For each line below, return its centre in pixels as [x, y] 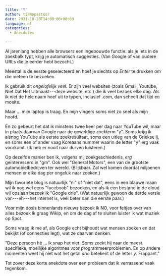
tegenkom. [16, 268]
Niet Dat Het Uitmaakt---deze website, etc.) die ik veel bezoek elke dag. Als [83, 91]
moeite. [13, 102]
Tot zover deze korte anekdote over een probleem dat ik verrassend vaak [80, 263]
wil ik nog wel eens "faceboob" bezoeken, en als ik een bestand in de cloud [82, 188]
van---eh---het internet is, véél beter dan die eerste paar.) [65, 198]
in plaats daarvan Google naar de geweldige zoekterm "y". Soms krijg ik [79, 132]
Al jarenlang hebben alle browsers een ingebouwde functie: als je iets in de [82, 51]
